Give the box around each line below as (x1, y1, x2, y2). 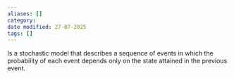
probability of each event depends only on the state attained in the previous (7, 57, 228, 65)
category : (7, 17, 37, 24)
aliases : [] (7, 10, 42, 18)
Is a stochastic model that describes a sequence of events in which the (7, 49, 214, 58)
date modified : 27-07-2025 (7, 23, 87, 30)
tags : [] (7, 30, 33, 37)
